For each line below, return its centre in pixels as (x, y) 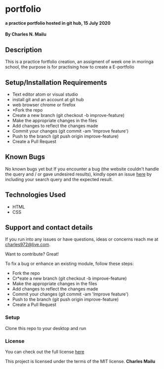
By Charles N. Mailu (26, 34)
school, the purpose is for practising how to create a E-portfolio (70, 67)
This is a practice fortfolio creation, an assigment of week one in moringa (80, 62)
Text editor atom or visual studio (45, 94)
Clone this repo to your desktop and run (46, 328)
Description (23, 50)
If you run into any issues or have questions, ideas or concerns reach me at (82, 239)
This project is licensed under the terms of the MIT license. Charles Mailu (80, 362)
